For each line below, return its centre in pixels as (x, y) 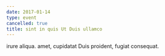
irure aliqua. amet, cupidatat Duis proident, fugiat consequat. (83, 46)
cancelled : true (27, 23)
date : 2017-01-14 (28, 12)
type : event (21, 18)
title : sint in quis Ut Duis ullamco (54, 29)
